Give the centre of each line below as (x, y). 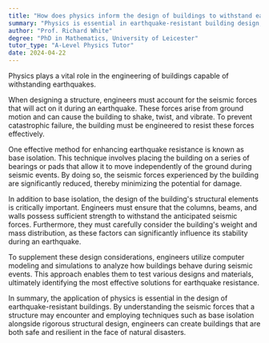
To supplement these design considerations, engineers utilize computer (126, 257)
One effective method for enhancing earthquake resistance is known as (126, 149)
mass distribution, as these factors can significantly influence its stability (128, 233)
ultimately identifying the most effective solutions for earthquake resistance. (134, 282)
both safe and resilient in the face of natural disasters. (97, 332)
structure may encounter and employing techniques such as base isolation (131, 315)
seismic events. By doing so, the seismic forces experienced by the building (133, 175)
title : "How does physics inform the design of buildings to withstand (130, 16)
